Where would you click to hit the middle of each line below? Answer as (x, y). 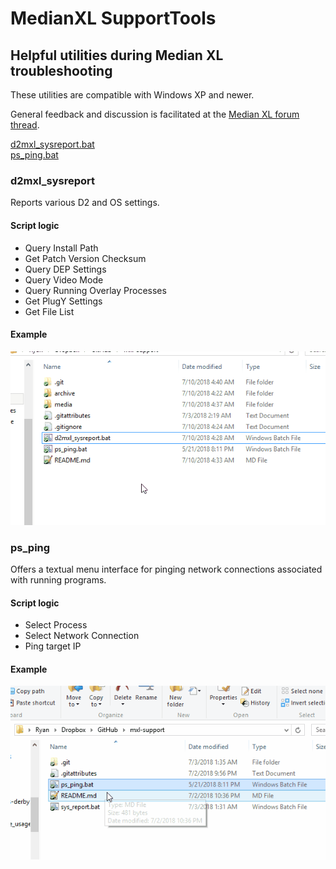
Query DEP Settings (65, 269)
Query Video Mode (64, 279)
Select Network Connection (82, 636)
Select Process (56, 625)
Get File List (49, 311)
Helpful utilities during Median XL (117, 55)
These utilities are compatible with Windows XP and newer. (132, 95)
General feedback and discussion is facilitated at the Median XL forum (155, 114)
